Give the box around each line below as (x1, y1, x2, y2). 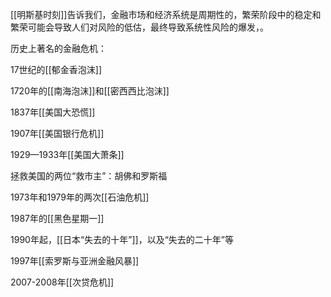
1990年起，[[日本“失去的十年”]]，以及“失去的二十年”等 (10, 234, 234, 245)
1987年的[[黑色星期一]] (10, 213, 105, 224)
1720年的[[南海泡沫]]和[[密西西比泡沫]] (10, 85, 170, 97)
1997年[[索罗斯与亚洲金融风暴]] (10, 255, 140, 267)
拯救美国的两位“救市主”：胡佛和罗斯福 (10, 170, 168, 182)
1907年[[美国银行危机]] (10, 128, 105, 139)
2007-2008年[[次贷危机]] (10, 276, 115, 288)
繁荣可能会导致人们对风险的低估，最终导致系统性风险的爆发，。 (10, 21, 269, 33)
